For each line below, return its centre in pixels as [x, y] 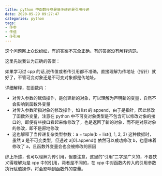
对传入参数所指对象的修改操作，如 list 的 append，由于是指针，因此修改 [84, 110]
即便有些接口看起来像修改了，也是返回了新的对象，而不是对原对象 [90, 122]
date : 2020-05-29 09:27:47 [32, 14]
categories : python [25, 18]
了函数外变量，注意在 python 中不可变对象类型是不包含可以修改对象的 [81, 116]
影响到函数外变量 [33, 104]
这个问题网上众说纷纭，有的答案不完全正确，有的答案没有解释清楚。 [73, 51]
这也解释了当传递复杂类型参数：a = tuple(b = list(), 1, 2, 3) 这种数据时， [83, 134]
